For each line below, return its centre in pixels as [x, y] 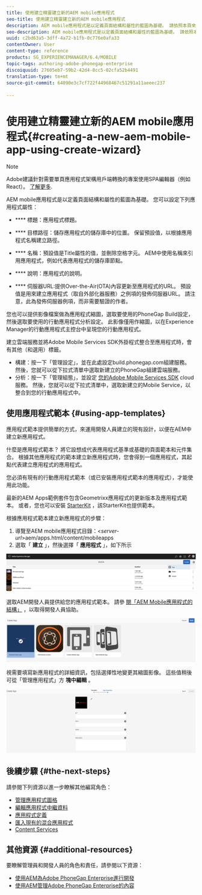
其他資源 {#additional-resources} [70, 849]
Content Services [36, 829]
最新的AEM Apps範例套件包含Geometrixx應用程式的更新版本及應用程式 [94, 497]
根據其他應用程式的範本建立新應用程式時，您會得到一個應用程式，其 [102, 457]
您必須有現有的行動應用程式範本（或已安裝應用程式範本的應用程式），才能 [97, 477]
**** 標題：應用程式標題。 [47, 220]
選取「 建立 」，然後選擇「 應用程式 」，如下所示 [73, 545]
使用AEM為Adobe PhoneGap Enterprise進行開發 [75, 878]
